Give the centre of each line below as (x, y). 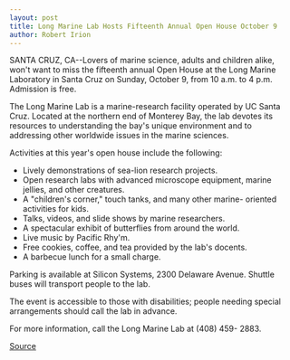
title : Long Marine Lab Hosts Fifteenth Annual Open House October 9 (144, 26)
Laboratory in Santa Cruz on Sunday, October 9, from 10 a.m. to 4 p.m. (141, 80)
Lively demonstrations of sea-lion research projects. (120, 171)
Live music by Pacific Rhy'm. (76, 238)
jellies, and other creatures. (73, 190)
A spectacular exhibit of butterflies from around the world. (131, 228)
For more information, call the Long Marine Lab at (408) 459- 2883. (135, 329)
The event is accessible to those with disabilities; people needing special (145, 302)
